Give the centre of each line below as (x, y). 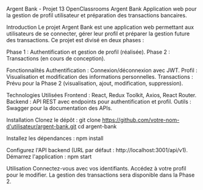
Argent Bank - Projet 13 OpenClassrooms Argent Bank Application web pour (101, 9)
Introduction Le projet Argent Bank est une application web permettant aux (100, 27)
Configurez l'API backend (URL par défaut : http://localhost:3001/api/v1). (97, 150)
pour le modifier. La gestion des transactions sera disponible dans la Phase (101, 175)
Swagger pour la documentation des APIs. (59, 108)
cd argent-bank (97, 126)
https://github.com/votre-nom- (141, 120)
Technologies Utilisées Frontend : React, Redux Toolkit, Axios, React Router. (101, 95)
